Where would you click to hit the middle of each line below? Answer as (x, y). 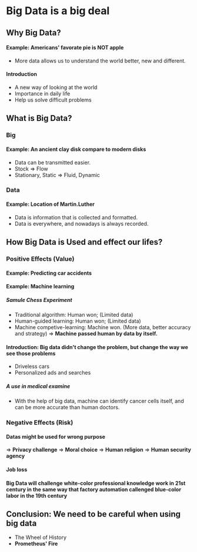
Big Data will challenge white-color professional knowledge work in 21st (96, 483)
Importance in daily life (42, 93)
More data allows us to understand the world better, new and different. (100, 61)
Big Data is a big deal (58, 11)
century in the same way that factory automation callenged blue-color (94, 489)
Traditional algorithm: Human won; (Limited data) (74, 315)
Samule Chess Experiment (39, 300)
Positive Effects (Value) (40, 259)
